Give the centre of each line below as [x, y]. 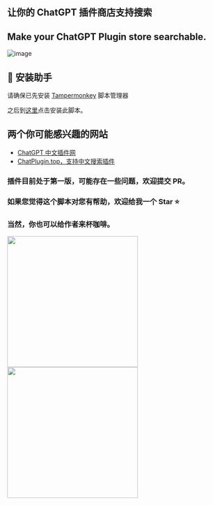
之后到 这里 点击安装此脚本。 [47, 110]
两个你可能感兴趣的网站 [57, 134]
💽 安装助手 [30, 77]
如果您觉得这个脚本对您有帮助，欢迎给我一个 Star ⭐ [93, 201]
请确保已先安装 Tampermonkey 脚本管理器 [68, 96]
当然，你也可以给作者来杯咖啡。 [61, 224]
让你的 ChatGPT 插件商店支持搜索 [80, 13]
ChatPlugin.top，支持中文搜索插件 [66, 161]
